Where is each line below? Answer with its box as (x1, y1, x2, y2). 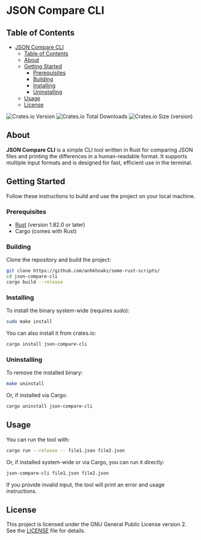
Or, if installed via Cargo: (6, 392, 67, 399)
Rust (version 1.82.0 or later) (14, 221, 85, 228)
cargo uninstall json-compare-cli (6, 403, 93, 409)
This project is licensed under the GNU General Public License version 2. (6, 521, 187, 528)
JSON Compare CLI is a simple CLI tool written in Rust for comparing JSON (6, 146, 193, 154)
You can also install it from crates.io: (6, 329, 96, 337)
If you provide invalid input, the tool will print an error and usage (6, 481, 165, 488)
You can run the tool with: (6, 436, 70, 443)
